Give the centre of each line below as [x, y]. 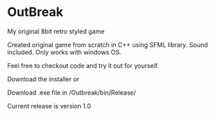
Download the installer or [43, 79]
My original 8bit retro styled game [56, 31]
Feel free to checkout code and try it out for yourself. [83, 65]
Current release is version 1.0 [49, 106]
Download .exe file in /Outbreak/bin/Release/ [72, 92]
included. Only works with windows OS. [64, 52]
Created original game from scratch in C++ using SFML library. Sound [107, 44]
